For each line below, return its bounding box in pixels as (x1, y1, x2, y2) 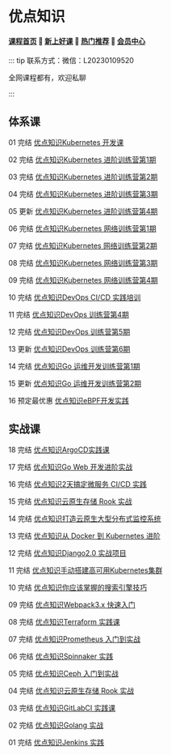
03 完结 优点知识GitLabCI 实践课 (8, 703, 116, 713)
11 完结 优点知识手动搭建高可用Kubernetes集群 (8, 565, 163, 575)
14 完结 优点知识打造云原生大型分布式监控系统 (8, 514, 161, 523)
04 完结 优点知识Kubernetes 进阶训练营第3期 (8, 190, 159, 199)
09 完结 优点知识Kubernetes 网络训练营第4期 (8, 275, 159, 285)
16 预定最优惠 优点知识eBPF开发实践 (8, 396, 129, 406)
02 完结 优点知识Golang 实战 (8, 720, 104, 730)
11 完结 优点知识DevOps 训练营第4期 (8, 309, 129, 320)
